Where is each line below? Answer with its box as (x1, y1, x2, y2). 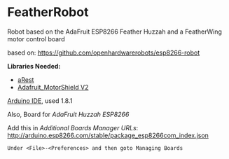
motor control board (7, 34, 65, 43)
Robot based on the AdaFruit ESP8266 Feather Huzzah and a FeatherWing (7, 27, 223, 36)
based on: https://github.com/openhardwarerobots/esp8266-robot (7, 48, 200, 57)
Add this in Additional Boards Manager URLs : (7, 123, 139, 132)
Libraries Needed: (7, 62, 61, 70)
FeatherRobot (7, 4, 89, 20)
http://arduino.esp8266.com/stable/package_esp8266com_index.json (7, 131, 209, 139)
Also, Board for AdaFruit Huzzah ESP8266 (7, 110, 130, 118)
